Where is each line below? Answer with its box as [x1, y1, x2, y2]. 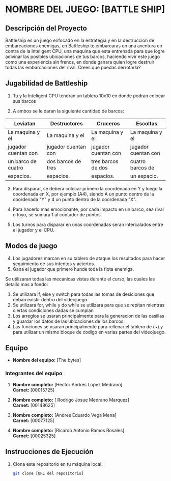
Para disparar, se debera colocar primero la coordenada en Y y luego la [12, 185, 163, 191]
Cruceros [96, 120, 120, 127]
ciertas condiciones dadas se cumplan [12, 307, 94, 314]
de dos [91, 164, 108, 171]
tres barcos [91, 158, 119, 165]
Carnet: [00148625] [12, 402, 55, 408]
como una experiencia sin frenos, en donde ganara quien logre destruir [5, 59, 155, 65]
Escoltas [136, 120, 158, 127]
